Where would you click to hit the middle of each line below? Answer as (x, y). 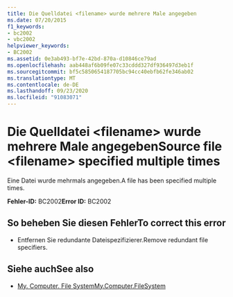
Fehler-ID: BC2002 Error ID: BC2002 (59, 201)
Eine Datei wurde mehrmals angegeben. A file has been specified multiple (112, 180)
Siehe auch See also (51, 269)
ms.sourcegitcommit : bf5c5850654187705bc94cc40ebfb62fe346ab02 (101, 71)
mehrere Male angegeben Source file (115, 147)
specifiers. (32, 247)
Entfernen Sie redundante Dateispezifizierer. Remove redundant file (113, 239)
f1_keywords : (26, 26)
